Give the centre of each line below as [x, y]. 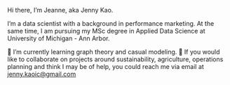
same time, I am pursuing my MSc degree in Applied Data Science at [106, 31]
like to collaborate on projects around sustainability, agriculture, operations [115, 59]
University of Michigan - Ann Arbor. [59, 38]
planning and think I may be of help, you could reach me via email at [106, 67]
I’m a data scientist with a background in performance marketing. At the [111, 23]
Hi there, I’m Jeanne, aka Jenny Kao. [60, 10]
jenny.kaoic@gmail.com [42, 74]
